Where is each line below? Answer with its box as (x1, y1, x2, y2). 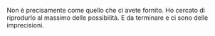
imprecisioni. (6, 21, 44, 29)
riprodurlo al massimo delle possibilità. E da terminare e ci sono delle (6, 13, 209, 22)
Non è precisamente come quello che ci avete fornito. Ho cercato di (6, 6, 206, 14)
